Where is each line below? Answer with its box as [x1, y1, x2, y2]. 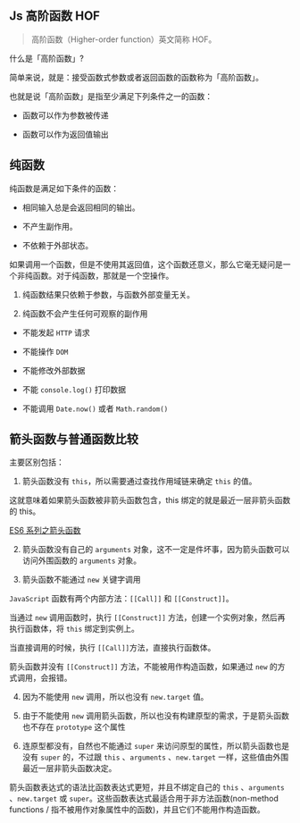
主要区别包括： [9, 457, 64, 467]
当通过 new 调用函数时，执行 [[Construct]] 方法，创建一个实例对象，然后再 [9, 612, 286, 623]
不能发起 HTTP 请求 [21, 327, 91, 338]
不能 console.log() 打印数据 [21, 383, 127, 395]
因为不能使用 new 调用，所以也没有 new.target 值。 [21, 692, 209, 702]
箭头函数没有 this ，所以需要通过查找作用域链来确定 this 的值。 [21, 476, 257, 487]
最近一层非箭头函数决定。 [21, 763, 117, 774]
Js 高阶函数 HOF [9, 8, 101, 24]
